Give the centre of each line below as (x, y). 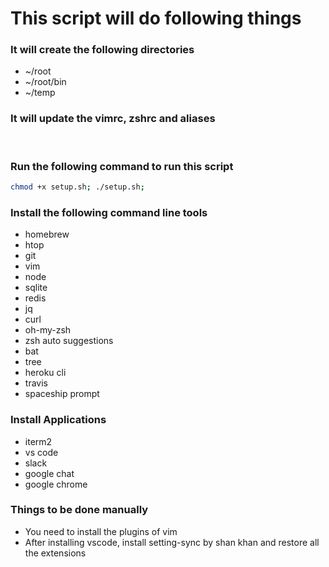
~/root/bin (45, 82)
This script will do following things (156, 18)
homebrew (47, 234)
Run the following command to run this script (122, 166)
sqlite (36, 288)
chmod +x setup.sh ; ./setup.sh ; (77, 187)
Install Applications (58, 420)
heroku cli (45, 373)
